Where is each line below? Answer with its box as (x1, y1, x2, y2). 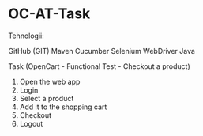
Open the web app (19, 77, 81, 86)
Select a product (19, 93, 74, 103)
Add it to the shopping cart (19, 102, 107, 111)
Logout (19, 119, 43, 128)
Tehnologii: (8, 31, 45, 40)
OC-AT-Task (8, 5, 91, 23)
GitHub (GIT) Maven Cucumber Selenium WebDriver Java (8, 46, 196, 55)
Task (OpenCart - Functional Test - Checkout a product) (8, 61, 191, 71)
